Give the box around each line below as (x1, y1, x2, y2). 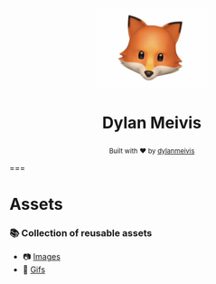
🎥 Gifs (22, 264, 46, 275)
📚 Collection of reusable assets (9, 226, 153, 239)
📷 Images (22, 251, 61, 262)
